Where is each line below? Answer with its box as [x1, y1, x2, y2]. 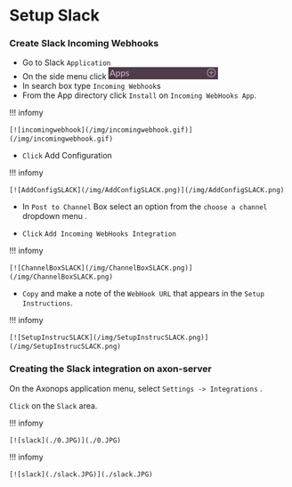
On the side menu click [21, 71, 107, 82]
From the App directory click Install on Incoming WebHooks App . [21, 90, 256, 101]
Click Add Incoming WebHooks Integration [21, 230, 176, 239]
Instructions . [21, 297, 73, 308]
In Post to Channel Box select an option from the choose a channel [21, 201, 268, 212]
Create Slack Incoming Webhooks [9, 37, 159, 50]
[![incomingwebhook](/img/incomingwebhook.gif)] [9, 126, 193, 134]
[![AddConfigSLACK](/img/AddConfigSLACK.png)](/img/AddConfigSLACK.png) [9, 186, 285, 195]
